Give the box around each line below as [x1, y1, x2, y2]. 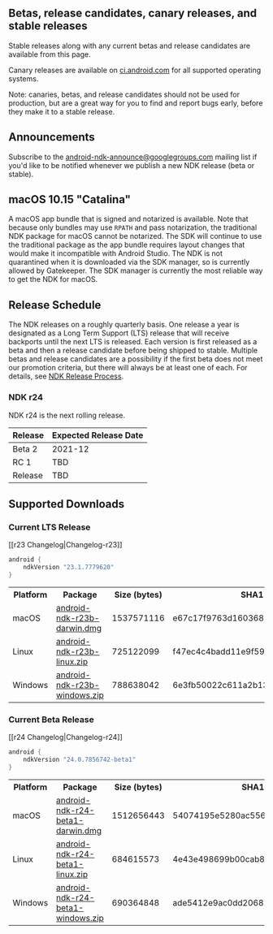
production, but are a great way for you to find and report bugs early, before [8, 97, 263, 108]
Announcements [8, 130, 95, 145]
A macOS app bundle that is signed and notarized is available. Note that [8, 214, 249, 224]
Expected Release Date [51, 430, 144, 441]
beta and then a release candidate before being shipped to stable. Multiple [8, 345, 258, 356]
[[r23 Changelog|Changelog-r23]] [8, 540, 123, 550]
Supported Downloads [8, 497, 124, 511]
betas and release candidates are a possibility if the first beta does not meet [8, 354, 263, 364]
